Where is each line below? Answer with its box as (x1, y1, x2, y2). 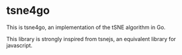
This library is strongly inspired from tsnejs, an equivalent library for (6, 35, 177, 42)
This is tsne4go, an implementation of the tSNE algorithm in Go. (6, 24, 166, 31)
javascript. (6, 42, 33, 49)
